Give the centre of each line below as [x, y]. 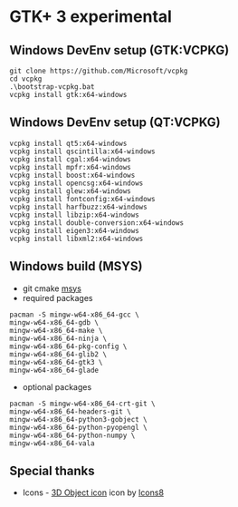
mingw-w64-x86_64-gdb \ [54, 322]
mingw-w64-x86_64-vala [52, 443]
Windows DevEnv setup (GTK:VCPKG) [119, 50]
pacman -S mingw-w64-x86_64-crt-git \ [82, 404]
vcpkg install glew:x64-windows [70, 191]
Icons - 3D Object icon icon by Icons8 [93, 492]
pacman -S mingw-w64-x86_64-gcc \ [75, 315]
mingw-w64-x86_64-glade [54, 370]
